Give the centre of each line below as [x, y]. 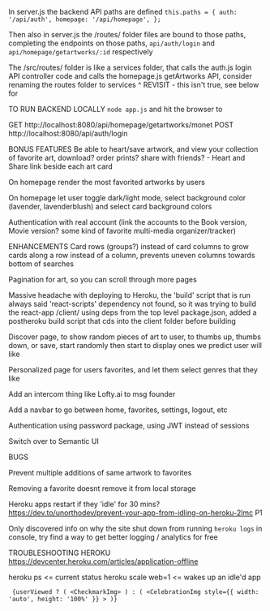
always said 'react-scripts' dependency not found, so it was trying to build [133, 304]
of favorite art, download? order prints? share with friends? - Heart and [127, 158]
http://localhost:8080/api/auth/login [68, 133]
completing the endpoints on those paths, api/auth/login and [111, 43]
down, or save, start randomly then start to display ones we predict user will [135, 345]
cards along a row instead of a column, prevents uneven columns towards [132, 255]
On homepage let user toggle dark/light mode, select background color [127, 198]
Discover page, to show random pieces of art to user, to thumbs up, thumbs [135, 337]
